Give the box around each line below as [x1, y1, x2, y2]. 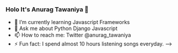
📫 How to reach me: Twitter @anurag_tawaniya [14, 32, 131, 39]
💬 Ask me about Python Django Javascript [14, 25, 118, 32]
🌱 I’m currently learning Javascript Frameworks [14, 19, 130, 26]
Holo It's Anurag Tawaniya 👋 [5, 5, 89, 14]
